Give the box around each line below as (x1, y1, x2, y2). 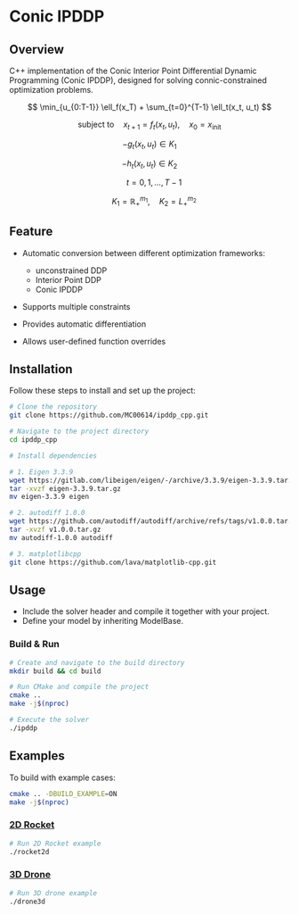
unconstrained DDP (35, 265, 108, 276)
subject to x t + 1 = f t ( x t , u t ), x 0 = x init (77, 119, 222, 131)
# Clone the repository (9, 403, 98, 411)
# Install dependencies (9, 451, 98, 461)
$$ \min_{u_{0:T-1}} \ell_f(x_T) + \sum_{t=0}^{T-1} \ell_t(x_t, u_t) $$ (27, 102, 272, 112)
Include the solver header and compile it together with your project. (21, 606, 270, 617)
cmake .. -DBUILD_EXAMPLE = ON (9, 789, 117, 798)
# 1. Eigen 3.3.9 (9, 467, 74, 477)
